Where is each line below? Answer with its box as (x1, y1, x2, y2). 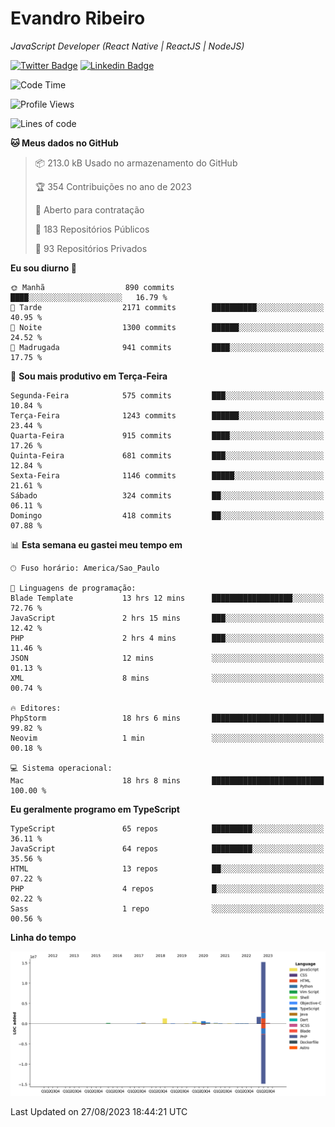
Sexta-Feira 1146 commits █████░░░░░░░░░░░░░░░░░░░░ (10, 470, 325, 481)
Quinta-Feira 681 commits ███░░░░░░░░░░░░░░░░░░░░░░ (10, 450, 325, 461)
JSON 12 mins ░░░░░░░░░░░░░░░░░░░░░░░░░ (10, 653, 325, 663)
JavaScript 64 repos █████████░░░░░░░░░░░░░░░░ (10, 843, 325, 854)
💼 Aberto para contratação (34, 203, 145, 216)
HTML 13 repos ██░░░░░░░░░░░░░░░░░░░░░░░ (10, 863, 325, 874)
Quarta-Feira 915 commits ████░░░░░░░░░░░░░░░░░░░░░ (10, 430, 325, 441)
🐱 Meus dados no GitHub (10, 137, 119, 149)
